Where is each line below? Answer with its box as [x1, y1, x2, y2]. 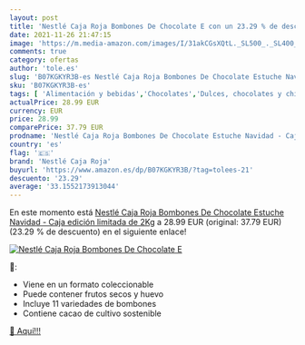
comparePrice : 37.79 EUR [9, 123, 103, 133]
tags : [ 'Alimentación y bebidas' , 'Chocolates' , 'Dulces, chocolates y [9, 89, 282, 98]
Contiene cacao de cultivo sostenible [22, 308, 162, 319]
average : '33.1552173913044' [9, 182, 120, 192]
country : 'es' [9, 140, 64, 149]
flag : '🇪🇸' [9, 148, 54, 157]
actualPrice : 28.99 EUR [9, 97, 100, 107]
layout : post [9, 13, 59, 23]
